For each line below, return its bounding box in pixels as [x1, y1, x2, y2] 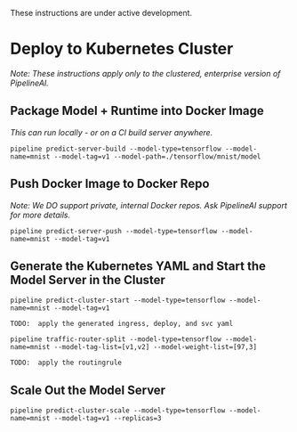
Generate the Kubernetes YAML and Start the [10, 258, 266, 273]
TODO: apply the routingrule [10, 358, 123, 368]
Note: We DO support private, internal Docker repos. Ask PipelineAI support [10, 200, 288, 210]
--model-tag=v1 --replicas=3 [53, 414, 163, 423]
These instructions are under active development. [10, 8, 193, 18]
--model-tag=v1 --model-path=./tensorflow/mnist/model [53, 151, 261, 161]
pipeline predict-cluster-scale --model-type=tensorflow [10, 406, 226, 415]
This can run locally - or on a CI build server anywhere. [10, 126, 213, 137]
